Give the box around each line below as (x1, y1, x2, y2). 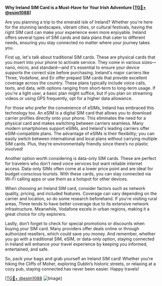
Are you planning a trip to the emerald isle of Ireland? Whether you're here (5, 19, 153, 25)
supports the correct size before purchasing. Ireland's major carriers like (5, 70, 150, 75)
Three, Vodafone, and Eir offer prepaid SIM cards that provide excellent (5, 75, 147, 80)
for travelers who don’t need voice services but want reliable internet (5, 160, 143, 166)
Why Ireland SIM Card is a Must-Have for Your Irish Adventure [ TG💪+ (5, 5, 146, 10)
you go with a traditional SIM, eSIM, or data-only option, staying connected (5, 236, 155, 242)
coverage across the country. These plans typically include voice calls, (5, 80, 147, 86)
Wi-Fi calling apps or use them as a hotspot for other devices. (5, 176, 128, 182)
